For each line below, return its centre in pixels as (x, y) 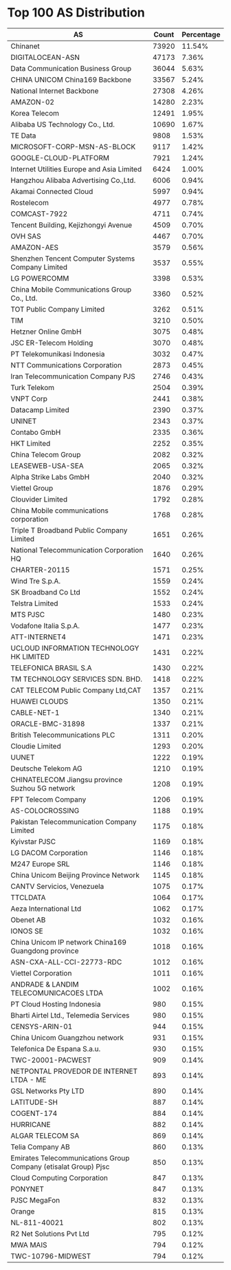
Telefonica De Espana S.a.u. (56, 1048)
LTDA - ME (29, 1079)
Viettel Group (32, 488)
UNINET (24, 421)
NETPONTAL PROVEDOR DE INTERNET (74, 1071)
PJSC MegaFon (35, 1200)
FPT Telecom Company (48, 799)
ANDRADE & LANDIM (45, 984)
